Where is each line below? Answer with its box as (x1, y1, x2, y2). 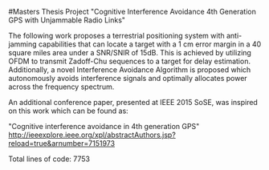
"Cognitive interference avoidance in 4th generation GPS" (8, 122, 200, 131)
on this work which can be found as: (8, 106, 128, 115)
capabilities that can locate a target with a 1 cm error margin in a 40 (38, 39, 262, 49)
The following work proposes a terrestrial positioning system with (8, 31, 225, 40)
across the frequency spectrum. (8, 82, 115, 91)
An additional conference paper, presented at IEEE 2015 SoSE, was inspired (8, 98, 259, 107)
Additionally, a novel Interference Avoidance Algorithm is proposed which (8, 65, 251, 75)
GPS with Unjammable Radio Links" (8, 15, 126, 25)
